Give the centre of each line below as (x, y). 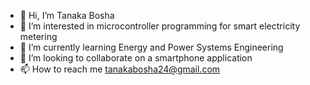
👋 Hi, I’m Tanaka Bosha (67, 15)
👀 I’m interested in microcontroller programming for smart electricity (160, 26)
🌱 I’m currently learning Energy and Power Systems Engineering (151, 47)
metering (38, 36)
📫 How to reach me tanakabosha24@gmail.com (120, 69)
